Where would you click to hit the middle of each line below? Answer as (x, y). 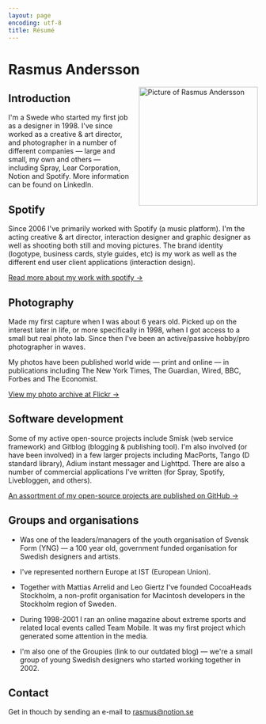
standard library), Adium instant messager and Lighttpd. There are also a (127, 463)
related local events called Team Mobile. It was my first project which (132, 627)
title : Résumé (32, 30)
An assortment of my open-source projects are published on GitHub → (123, 495)
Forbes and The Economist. (53, 379)
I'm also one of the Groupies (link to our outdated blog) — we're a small (136, 651)
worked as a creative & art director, (65, 135)
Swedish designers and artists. (70, 556)
